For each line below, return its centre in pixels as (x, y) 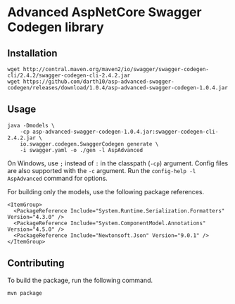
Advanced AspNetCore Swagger (104, 12)
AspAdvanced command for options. (57, 178)
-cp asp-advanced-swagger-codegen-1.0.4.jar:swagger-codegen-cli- (119, 132)
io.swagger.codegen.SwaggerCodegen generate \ (89, 144)
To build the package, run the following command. (80, 280)
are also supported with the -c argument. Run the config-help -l (102, 170)
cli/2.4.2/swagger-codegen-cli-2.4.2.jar (69, 75)
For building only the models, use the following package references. (106, 191)
